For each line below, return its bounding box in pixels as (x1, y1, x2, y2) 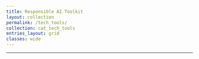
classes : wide (6, 36, 41, 42)
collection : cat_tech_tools (6, 25, 76, 31)
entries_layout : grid (6, 31, 60, 37)
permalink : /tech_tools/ (6, 19, 68, 25)
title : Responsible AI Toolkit (6, 8, 84, 15)
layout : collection (6, 14, 54, 20)
